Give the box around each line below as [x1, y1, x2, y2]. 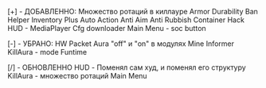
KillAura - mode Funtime [7, 48, 88, 56]
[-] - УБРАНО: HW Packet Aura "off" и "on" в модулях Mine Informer [7, 39, 235, 48]
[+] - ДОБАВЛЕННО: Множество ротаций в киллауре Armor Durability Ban [7, 7, 258, 16]
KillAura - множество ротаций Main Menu [7, 71, 148, 80]
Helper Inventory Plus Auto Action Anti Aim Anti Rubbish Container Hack [7, 15, 244, 25]
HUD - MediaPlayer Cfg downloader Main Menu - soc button [7, 24, 206, 33]
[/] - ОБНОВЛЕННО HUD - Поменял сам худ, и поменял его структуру [7, 63, 246, 72]
